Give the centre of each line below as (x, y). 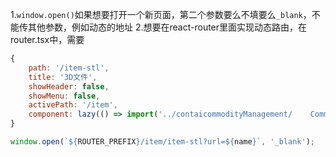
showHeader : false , (69, 86)
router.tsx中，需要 (47, 39)
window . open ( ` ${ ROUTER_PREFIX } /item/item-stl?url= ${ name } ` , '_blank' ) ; (162, 142)
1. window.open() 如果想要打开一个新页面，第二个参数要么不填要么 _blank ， (161, 14)
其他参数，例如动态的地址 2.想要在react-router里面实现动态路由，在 (167, 27)
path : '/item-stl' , (69, 68)
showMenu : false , (64, 96)
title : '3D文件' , (63, 77)
